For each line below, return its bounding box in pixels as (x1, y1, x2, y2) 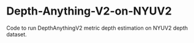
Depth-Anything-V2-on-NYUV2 (6, 4, 173, 18)
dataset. (6, 30, 28, 38)
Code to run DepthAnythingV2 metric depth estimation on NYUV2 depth (6, 24, 188, 31)
